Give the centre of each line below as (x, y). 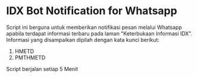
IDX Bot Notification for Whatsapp (92, 11)
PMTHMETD (30, 57)
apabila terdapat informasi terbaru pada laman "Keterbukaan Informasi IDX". (99, 33)
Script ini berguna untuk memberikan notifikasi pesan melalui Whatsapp (94, 27)
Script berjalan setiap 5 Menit (42, 69)
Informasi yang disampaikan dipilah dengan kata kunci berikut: (83, 40)
